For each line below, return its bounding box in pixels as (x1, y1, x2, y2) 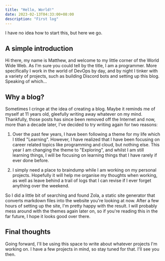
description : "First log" (5, 16, 58, 21)
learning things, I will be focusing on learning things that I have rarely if (12, 152, 157, 158)
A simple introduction (5, 44, 73, 52)
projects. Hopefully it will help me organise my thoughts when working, (12, 173, 158, 178)
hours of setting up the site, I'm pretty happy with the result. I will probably (5, 203, 158, 209)
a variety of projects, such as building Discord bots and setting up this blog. (5, 73, 160, 79)
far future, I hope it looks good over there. (5, 214, 91, 219)
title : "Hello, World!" (5, 7, 55, 12)
